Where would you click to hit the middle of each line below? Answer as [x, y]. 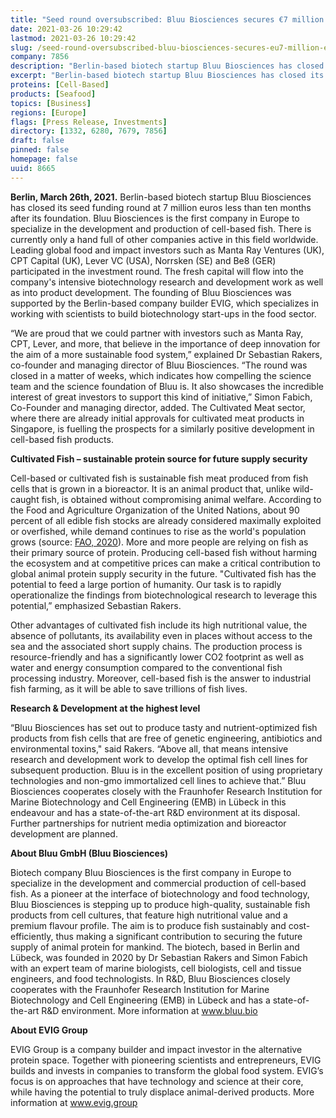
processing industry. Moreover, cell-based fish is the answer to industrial [161, 678]
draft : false [37, 141]
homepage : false [44, 159]
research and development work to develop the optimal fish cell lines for [159, 759]
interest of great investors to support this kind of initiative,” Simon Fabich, [161, 397]
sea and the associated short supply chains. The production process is [156, 646]
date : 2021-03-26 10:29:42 [66, 29]
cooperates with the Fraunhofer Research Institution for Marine [140, 989]
